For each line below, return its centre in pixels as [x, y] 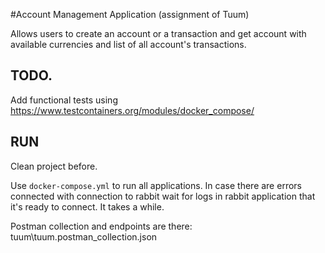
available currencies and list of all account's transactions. [128, 44]
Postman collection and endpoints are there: [101, 226]
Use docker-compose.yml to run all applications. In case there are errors [156, 185]
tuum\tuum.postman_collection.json [84, 236]
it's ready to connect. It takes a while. [87, 206]
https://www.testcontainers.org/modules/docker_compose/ [132, 110]
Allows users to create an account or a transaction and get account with [158, 33]
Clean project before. [54, 166]
